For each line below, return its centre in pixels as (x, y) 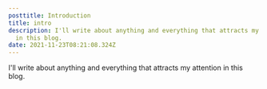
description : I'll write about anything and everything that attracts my (134, 30)
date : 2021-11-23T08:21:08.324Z (62, 45)
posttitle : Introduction (50, 15)
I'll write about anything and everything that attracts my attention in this (126, 68)
